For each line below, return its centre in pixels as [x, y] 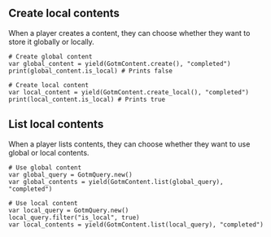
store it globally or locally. [52, 42]
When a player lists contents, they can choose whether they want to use [129, 144]
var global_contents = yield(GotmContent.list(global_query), [116, 182]
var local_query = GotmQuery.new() [69, 210]
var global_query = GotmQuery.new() [70, 174]
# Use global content [45, 167]
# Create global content [50, 56]
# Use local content [44, 203]
